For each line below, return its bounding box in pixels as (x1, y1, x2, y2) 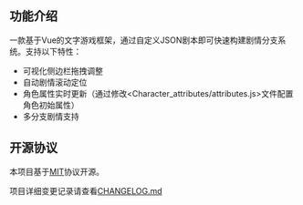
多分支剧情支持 (22, 110, 79, 121)
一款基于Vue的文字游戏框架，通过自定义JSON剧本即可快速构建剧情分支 (9, 35, 278, 46)
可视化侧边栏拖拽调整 (22, 65, 103, 76)
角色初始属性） (22, 99, 79, 110)
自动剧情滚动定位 (22, 77, 88, 87)
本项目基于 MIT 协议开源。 (9, 166, 105, 177)
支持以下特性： (25, 46, 82, 56)
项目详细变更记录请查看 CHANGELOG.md (9, 185, 162, 196)
